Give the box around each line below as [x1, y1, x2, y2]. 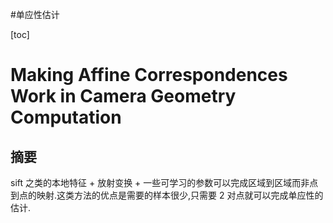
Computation [10, 106, 122, 129]
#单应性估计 [10, 9, 60, 20]
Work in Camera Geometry [10, 85, 237, 108]
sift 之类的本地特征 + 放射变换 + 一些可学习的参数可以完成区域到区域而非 [10, 177, 310, 188]
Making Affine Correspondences [10, 64, 288, 87]
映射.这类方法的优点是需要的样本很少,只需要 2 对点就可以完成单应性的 [36, 189, 324, 201]
